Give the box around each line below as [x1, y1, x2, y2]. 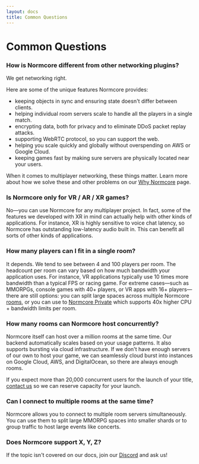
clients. [14, 103, 33, 111]
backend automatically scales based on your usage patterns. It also [6, 339, 172, 346]
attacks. [14, 129, 34, 136]
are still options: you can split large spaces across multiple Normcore [20, 292, 189, 299]
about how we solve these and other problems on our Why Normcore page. [6, 178, 191, 185]
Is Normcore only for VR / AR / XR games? [6, 193, 129, 201]
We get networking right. [6, 74, 67, 81]
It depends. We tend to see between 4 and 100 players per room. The [6, 260, 176, 267]
